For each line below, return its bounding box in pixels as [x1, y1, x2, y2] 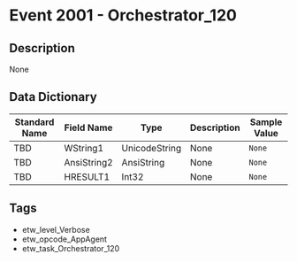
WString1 [64, 142, 104, 154]
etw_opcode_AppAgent [21, 234, 108, 244]
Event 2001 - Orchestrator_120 [9, 5, 237, 26]
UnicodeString [121, 142, 182, 154]
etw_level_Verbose [21, 224, 90, 235]
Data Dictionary [9, 89, 97, 104]
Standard [14, 116, 55, 128]
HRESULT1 [64, 170, 110, 182]
